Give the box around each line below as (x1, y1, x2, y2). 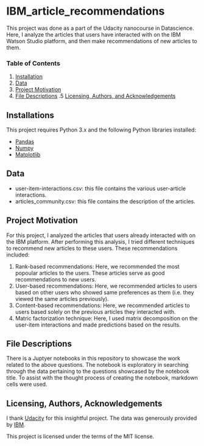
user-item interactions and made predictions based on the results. (15, 321, 181, 328)
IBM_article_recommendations (6, 4, 165, 18)
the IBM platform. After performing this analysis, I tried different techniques (6, 238, 195, 245)
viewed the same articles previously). (15, 295, 109, 302)
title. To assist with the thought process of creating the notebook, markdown (6, 374, 198, 381)
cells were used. (6, 381, 47, 388)
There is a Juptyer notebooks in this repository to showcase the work (6, 355, 181, 362)
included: (6, 251, 30, 258)
